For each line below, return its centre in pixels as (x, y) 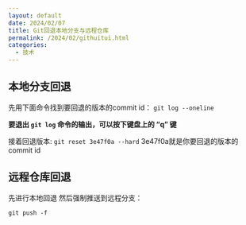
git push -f (28, 213)
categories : (28, 45)
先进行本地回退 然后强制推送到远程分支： (75, 198)
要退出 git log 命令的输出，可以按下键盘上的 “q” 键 (92, 124)
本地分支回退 (40, 87)
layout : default (35, 16)
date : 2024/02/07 (37, 23)
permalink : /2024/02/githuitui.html (69, 38)
